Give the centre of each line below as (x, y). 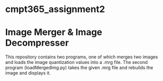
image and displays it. (28, 73)
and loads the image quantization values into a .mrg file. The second (76, 62)
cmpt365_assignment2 (55, 9)
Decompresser (37, 43)
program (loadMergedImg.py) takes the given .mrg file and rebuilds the (79, 68)
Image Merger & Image (54, 32)
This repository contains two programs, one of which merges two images (82, 57)
